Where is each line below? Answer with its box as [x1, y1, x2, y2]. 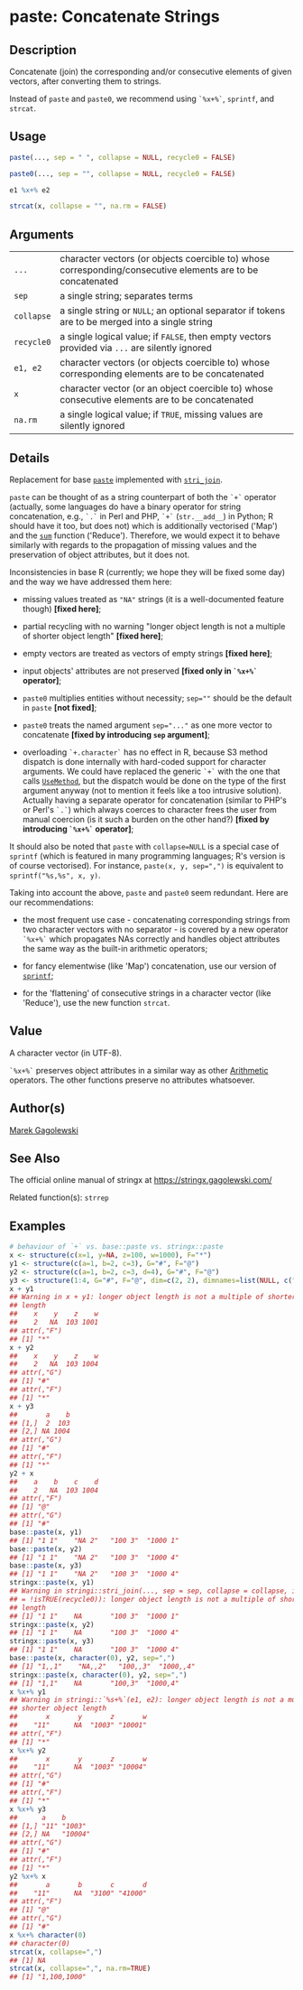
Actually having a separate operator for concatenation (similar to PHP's [22, 795, 287, 805]
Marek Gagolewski [9, 1124, 78, 1135]
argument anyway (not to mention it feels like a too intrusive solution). [22, 785, 282, 795]
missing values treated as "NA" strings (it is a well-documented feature [22, 593, 285, 604]
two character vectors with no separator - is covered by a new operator [22, 924, 289, 935]
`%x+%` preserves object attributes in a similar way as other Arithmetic [9, 1065, 269, 1075]
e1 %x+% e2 [9, 185, 50, 195]
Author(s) [9, 1101, 66, 1116]
